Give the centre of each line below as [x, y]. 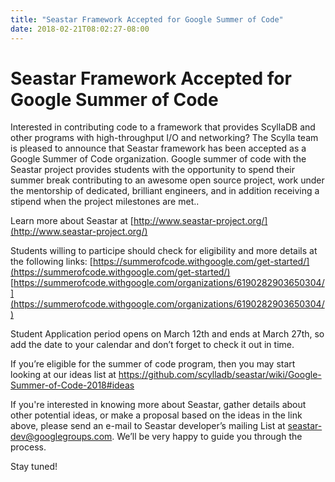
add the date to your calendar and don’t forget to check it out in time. [152, 345]
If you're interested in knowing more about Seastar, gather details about [158, 405]
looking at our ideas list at [63, 375]
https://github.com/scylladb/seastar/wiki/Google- [220, 375]
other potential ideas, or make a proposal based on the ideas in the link [156, 415]
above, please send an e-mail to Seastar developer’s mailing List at [148, 426]
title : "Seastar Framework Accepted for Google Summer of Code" [147, 19]
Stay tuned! [34, 467]
